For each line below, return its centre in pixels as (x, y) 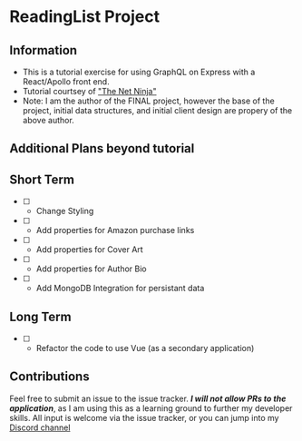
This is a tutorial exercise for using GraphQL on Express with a (139, 72)
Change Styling (65, 211)
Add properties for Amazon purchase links (115, 230)
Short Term (42, 179)
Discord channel (40, 427)
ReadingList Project (85, 17)
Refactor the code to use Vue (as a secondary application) (145, 348)
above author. (48, 120)
